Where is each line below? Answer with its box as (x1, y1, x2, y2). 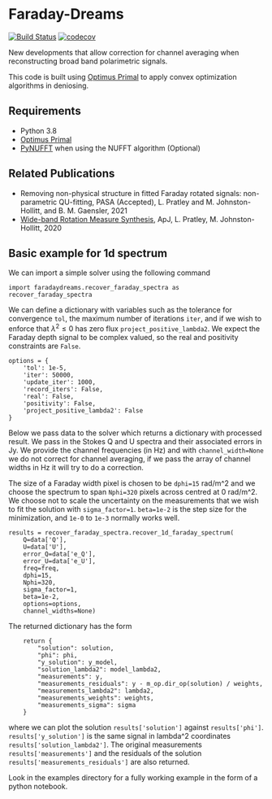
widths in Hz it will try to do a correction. (8, 463, 145, 473)
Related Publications (8, 167, 115, 181)
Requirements (8, 104, 81, 118)
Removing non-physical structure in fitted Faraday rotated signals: (19, 188, 242, 198)
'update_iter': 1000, (23, 378, 96, 386)
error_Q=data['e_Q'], (23, 550, 96, 558)
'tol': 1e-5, (23, 364, 67, 373)
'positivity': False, (23, 399, 96, 408)
